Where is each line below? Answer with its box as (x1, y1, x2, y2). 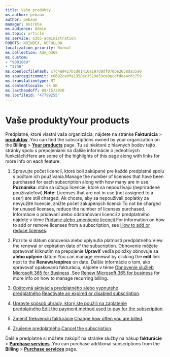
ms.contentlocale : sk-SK (5, 83, 58, 88)
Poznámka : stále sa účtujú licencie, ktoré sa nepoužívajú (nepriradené (12, 184, 160, 191)
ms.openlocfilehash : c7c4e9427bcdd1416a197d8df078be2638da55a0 (5, 69, 142, 74)
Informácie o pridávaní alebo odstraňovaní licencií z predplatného (12, 212, 150, 218)
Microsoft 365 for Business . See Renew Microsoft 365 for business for (12, 270, 160, 276)
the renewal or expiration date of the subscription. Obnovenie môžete (12, 243, 158, 249)
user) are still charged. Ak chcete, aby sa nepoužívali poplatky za (12, 195, 149, 201)
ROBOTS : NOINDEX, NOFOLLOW (5, 41, 62, 46)
